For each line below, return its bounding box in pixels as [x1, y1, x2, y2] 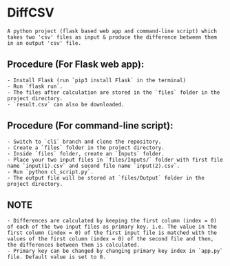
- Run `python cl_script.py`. [7, 168, 94, 175]
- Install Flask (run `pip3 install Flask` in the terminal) [7, 77, 187, 84]
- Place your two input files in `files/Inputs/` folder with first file [7, 156, 224, 163]
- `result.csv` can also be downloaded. [7, 101, 125, 108]
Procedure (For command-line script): [7, 120, 174, 132]
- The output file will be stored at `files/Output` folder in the [7, 174, 205, 181]
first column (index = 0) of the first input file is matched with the [7, 229, 217, 236]
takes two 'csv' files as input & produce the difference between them [7, 33, 217, 41]
